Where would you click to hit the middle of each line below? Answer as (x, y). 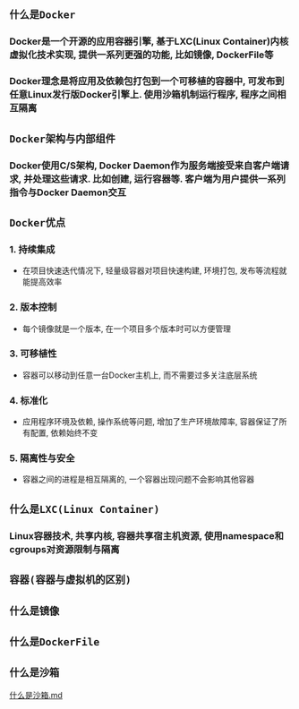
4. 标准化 (29, 400)
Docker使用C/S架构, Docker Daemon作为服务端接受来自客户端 (145, 166)
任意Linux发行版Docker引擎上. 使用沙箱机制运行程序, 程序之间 (143, 95)
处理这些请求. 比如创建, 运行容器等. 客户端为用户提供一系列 (159, 179)
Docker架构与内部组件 (63, 139)
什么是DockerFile (55, 641)
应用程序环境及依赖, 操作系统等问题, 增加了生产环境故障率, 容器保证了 (150, 422)
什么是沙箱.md (36, 695)
